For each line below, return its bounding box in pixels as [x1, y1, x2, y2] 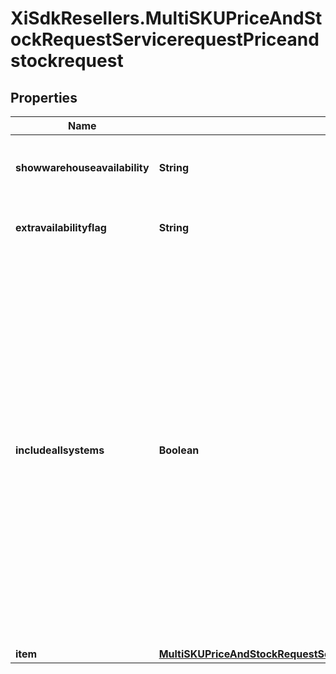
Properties [10, 89, 78, 106]
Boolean [158, 443, 200, 457]
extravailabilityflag [15, 221, 107, 234]
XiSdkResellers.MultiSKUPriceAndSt [10, 7, 323, 30]
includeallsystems [15, 443, 105, 457]
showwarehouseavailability [15, 161, 150, 174]
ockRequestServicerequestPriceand [10, 28, 320, 51]
